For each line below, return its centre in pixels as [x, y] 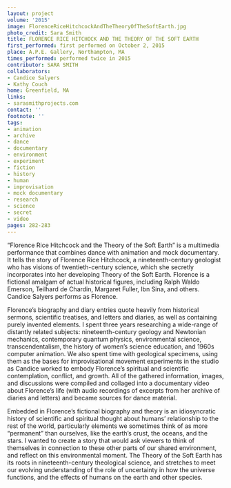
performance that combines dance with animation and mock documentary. [113, 252]
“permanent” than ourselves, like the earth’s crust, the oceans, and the [108, 433]
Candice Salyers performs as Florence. [63, 296]
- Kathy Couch [28, 84]
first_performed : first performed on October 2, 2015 [86, 46]
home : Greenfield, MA [38, 90]
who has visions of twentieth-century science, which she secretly [101, 267]
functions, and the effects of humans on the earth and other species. [105, 477]
